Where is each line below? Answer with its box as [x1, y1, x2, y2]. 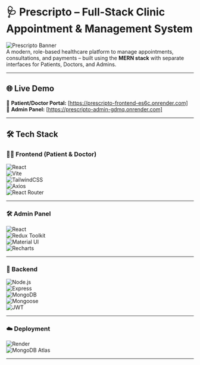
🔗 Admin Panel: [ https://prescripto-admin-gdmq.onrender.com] [6, 105, 162, 113]
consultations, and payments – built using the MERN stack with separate [6, 54, 185, 61]
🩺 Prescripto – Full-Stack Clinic [6, 5, 165, 19]
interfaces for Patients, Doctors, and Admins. [6, 61, 117, 68]
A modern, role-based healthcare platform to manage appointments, [6, 48, 174, 55]
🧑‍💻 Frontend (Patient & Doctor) [6, 150, 97, 158]
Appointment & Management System [6, 22, 193, 36]
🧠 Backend [6, 265, 37, 273]
